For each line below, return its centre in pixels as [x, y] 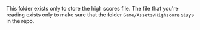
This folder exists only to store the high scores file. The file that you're [92, 9]
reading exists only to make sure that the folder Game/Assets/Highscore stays [100, 15]
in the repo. [20, 21]
